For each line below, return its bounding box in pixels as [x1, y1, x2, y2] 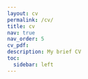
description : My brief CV [7, 49, 81, 56]
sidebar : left [13, 61, 54, 68]
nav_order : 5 [7, 36, 45, 43]
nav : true [7, 29, 36, 36]
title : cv [7, 23, 36, 30]
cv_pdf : [7, 42, 30, 49]
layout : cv [7, 10, 38, 17]
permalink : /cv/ [7, 16, 54, 23]
